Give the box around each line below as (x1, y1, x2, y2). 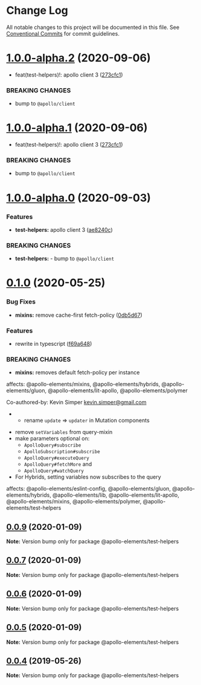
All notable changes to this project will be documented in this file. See (6, 24, 180, 31)
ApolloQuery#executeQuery (24, 455, 89, 462)
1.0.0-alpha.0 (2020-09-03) (6, 191, 151, 205)
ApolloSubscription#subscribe (24, 449, 101, 455)
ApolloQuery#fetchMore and (24, 460, 92, 468)
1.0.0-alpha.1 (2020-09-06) (6, 121, 148, 135)
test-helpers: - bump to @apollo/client (14, 255, 115, 263)
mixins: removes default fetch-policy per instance (14, 369, 140, 376)
